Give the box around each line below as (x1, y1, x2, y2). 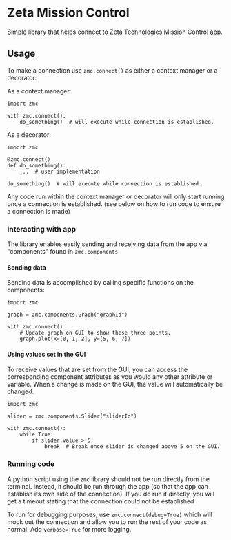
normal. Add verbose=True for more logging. (7, 525, 132, 533)
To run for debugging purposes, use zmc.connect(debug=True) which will (7, 510, 212, 519)
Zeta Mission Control (7, 5, 130, 21)
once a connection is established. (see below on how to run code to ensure (7, 199, 221, 208)
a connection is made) (7, 207, 70, 215)
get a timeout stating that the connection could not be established (7, 496, 194, 505)
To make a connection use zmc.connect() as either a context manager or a (7, 66, 218, 74)
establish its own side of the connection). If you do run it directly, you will (7, 490, 215, 498)
